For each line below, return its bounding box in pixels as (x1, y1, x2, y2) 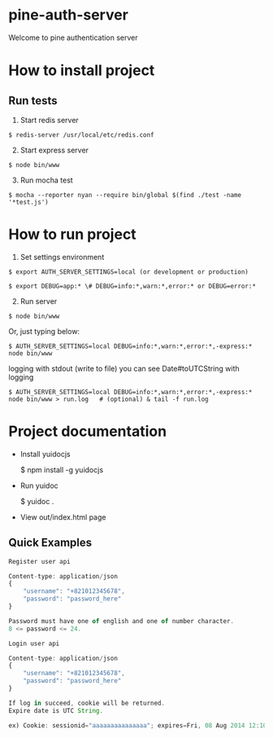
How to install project (8, 61, 155, 80)
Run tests (8, 94, 58, 108)
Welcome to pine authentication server (8, 33, 138, 42)
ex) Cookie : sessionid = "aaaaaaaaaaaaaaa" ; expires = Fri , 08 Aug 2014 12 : (8, 721, 260, 730)
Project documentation (8, 422, 167, 441)
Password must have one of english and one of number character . (8, 617, 234, 625)
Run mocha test (19, 175, 73, 185)
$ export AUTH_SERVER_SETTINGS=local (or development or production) (8, 267, 249, 276)
